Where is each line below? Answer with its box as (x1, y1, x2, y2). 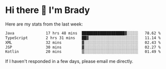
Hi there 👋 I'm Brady (5, 4, 90, 16)
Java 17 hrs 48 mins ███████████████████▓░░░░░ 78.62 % (5, 30, 161, 35)
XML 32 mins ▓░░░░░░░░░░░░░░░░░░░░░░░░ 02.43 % (5, 40, 161, 45)
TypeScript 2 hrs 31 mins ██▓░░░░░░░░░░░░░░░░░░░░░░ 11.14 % (5, 35, 161, 40)
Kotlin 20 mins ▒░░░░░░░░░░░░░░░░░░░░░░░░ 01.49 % (5, 49, 161, 54)
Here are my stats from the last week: (5, 21, 83, 27)
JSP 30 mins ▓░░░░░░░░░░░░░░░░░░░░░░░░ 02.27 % (5, 44, 161, 49)
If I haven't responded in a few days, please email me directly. (5, 58, 133, 64)
